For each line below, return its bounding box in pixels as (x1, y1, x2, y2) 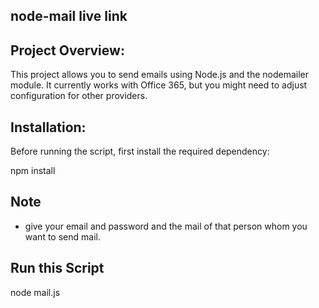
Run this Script (10, 260, 105, 277)
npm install (10, 165, 56, 177)
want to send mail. (24, 230, 101, 243)
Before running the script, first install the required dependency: (10, 145, 270, 158)
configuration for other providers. (10, 90, 148, 102)
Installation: (10, 119, 87, 136)
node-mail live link (10, 8, 128, 25)
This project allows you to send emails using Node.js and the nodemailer (10, 69, 310, 81)
